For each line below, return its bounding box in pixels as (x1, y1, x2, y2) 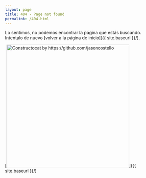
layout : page (5, 7, 32, 12)
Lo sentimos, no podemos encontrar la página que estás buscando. (5, 30, 142, 36)
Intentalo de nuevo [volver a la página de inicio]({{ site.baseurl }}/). (5, 35, 140, 41)
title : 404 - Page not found (5, 12, 65, 17)
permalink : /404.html (5, 16, 49, 21)
